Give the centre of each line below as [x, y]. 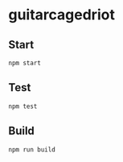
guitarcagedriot [61, 15]
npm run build [32, 150]
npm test [23, 106]
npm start [25, 63]
